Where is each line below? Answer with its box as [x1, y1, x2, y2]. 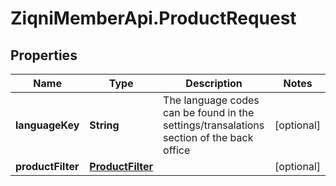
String [89, 118, 120, 132]
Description [185, 77, 243, 90]
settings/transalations [163, 118, 265, 132]
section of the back [163, 131, 254, 144]
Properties [10, 47, 78, 64]
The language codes [163, 93, 260, 107]
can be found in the [163, 106, 255, 119]
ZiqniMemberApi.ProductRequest [10, 7, 297, 30]
